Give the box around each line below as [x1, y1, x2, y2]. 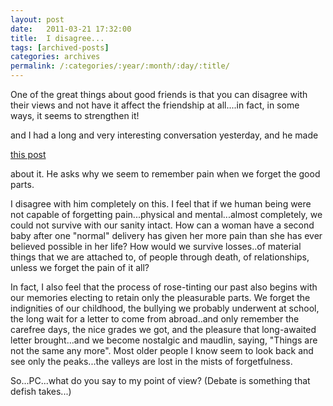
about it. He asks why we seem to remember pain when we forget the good [10, 168, 321, 180]
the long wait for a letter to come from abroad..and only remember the [10, 313, 300, 325]
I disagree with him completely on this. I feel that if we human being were [10, 198, 312, 210]
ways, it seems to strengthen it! [10, 110, 140, 121]
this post [10, 149, 47, 160]
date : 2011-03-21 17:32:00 [10, 24, 132, 34]
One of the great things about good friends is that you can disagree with [10, 89, 308, 100]
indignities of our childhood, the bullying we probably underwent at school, [10, 302, 320, 314]
